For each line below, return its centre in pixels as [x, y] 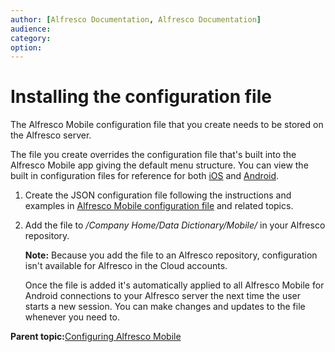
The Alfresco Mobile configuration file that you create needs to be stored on [167, 125]
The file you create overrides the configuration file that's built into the [153, 155]
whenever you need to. [72, 317]
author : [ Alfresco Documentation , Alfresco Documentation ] [136, 19]
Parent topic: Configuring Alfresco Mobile [96, 337]
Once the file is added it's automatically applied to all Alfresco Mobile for [174, 285]
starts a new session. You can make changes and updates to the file [165, 307]
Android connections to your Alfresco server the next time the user [163, 296]
